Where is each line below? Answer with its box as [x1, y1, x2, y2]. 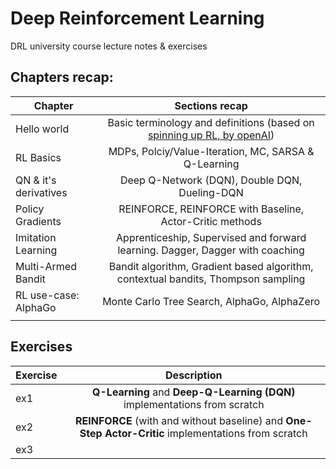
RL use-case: [15, 288, 80, 302]
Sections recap [174, 98, 248, 112]
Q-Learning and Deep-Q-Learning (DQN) [92, 385, 296, 399]
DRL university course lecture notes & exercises [10, 40, 208, 52]
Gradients [15, 214, 62, 228]
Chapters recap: [10, 69, 114, 86]
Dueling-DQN [178, 185, 244, 199]
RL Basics [15, 150, 62, 164]
